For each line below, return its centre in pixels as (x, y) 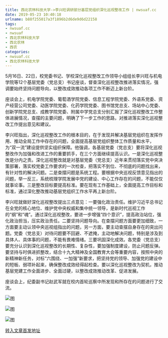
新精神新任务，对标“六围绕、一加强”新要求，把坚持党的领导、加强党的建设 (82, 258)
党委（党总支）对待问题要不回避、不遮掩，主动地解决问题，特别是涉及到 (88, 233)
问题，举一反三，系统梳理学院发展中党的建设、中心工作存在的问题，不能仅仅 (84, 179)
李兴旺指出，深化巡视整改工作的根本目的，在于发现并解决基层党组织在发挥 (82, 135)
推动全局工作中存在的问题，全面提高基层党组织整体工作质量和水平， (84, 141)
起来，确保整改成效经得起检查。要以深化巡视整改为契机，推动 (99, 265)
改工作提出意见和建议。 (29, 124)
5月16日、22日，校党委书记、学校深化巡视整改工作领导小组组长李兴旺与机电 (84, 76)
